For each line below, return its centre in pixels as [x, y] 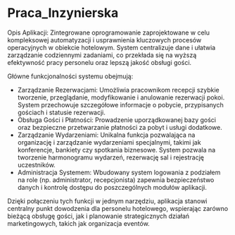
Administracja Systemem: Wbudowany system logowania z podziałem [119, 172]
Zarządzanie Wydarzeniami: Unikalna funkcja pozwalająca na [106, 135]
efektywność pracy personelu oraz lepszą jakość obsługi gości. [100, 62]
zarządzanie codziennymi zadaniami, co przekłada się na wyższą [102, 55]
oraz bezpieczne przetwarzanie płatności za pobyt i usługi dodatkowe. [120, 127]
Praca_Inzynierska [63, 13]
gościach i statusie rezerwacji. [61, 112]
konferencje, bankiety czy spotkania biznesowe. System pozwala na [116, 150]
